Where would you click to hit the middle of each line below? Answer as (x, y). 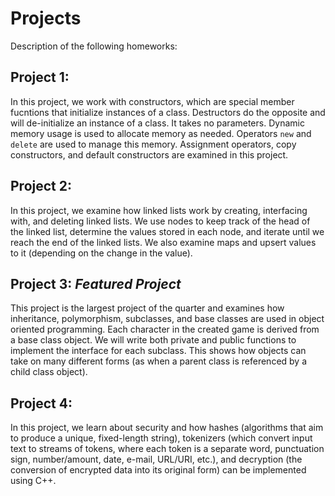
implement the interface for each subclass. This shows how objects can (158, 351)
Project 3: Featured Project (96, 283)
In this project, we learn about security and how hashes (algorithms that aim (167, 428)
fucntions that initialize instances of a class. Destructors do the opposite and (168, 112)
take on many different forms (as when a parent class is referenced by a (159, 361)
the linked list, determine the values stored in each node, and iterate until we (167, 231)
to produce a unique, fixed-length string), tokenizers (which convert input (161, 438)
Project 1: (40, 77)
